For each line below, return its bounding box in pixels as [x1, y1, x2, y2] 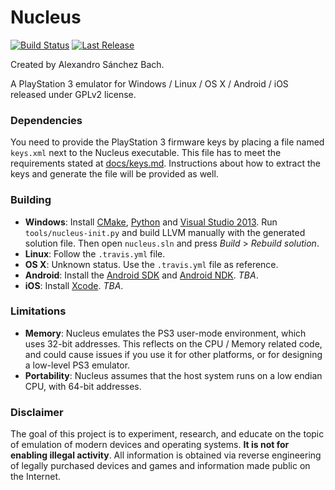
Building [10, 193, 52, 207]
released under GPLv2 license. [10, 88, 137, 100]
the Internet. [10, 471, 62, 483]
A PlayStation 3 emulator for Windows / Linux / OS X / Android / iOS [10, 77, 289, 90]
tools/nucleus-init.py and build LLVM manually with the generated [24, 226, 306, 238]
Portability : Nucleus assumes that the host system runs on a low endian [24, 369, 323, 381]
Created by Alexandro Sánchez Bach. [10, 58, 165, 70]
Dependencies [10, 113, 83, 127]
